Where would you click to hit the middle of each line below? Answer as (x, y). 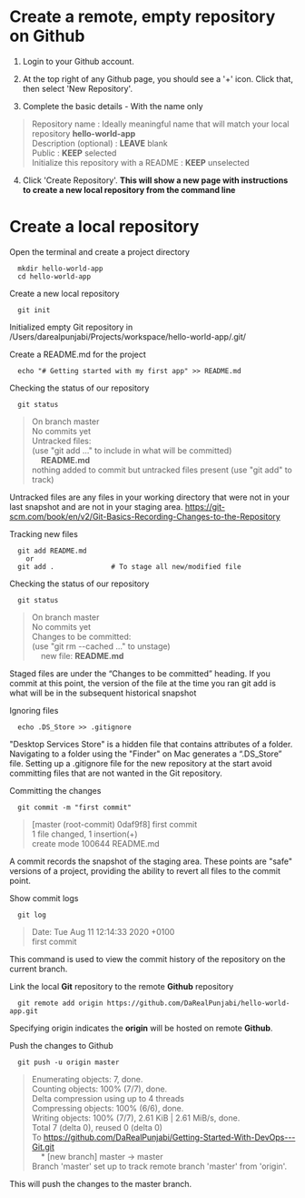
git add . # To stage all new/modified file (130, 566)
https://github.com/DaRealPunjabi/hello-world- (198, 1003)
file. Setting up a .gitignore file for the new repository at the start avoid (141, 763)
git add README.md (53, 551)
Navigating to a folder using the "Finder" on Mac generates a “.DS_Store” (146, 754)
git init (34, 310)
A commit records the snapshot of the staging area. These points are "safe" (151, 861)
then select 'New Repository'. (78, 88)
